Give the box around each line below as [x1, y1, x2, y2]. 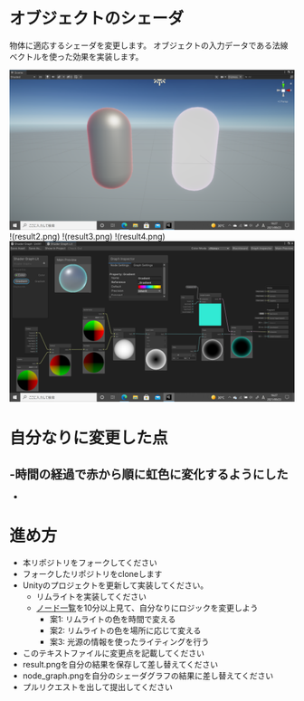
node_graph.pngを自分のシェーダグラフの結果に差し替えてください [22, 670, 274, 681]
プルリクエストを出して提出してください [22, 681, 174, 692]
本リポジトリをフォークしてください [22, 557, 157, 568]
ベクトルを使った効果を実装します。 [9, 51, 144, 62]
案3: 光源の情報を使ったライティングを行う [49, 636, 210, 647]
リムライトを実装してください [35, 591, 147, 602]
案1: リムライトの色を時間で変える [49, 613, 176, 624]
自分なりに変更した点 [9, 428, 169, 449]
